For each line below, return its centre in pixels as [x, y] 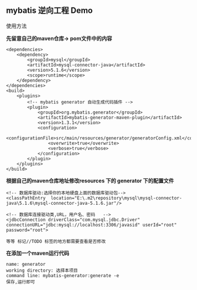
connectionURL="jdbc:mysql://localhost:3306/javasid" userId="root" [91, 225]
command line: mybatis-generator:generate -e [62, 275]
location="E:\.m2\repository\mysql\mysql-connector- [116, 198]
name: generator [26, 264]
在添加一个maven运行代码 [38, 253]
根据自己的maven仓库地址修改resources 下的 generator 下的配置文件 [90, 181]
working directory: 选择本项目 [42, 270]
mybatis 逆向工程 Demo [49, 11]
